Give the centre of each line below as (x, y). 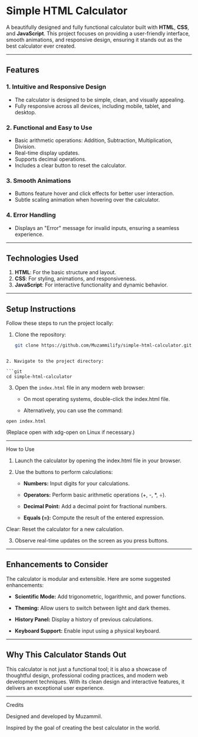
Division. (25, 146)
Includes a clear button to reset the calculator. (70, 165)
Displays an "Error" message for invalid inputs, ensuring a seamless (97, 228)
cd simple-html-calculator (39, 377)
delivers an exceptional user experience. (55, 687)
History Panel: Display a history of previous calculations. (84, 619)
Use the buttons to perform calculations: (64, 472)
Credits (15, 705)
